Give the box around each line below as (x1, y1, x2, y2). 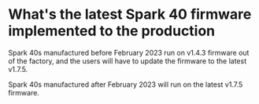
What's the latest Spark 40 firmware (8, 5, 252, 23)
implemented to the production (8, 22, 216, 40)
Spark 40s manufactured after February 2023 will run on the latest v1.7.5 (8, 80, 243, 89)
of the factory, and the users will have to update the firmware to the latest (8, 56, 246, 66)
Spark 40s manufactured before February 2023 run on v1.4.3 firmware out (8, 48, 250, 57)
